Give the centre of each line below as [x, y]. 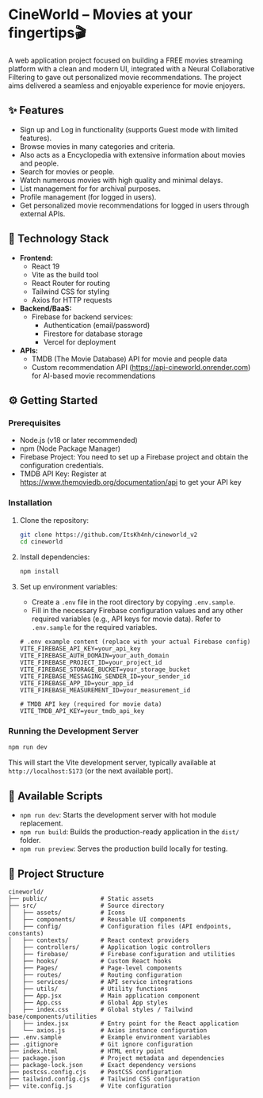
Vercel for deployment [80, 341]
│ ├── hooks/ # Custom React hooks [90, 961]
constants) [26, 933]
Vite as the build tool [65, 274]
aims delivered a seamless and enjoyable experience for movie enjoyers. [127, 86]
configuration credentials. [62, 466]
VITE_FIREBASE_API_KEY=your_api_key [80, 649]
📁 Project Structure [56, 873]
